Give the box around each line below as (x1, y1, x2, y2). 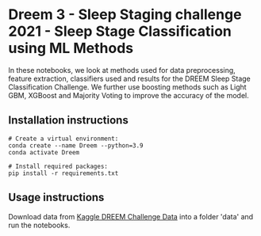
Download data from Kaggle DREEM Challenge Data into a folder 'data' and (8, 211, 254, 221)
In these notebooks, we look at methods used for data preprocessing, (8, 65, 236, 74)
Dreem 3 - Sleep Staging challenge (8, 6, 242, 24)
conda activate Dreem (8, 148, 80, 156)
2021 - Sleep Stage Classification (8, 22, 232, 40)
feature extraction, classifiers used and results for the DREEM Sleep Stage (8, 74, 251, 83)
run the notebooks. (8, 220, 71, 230)
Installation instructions (8, 113, 129, 128)
